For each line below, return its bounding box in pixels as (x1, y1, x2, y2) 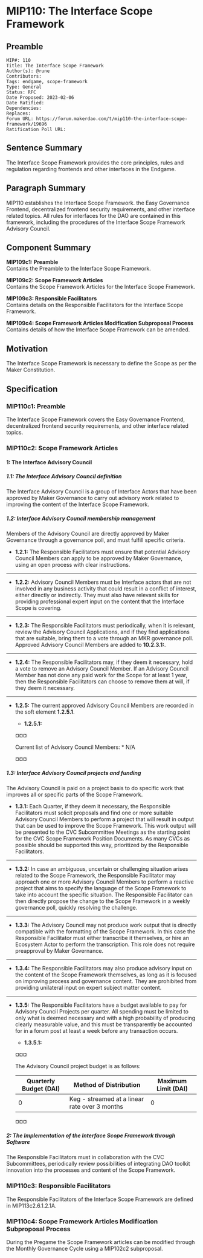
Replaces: (6, 110, 31, 117)
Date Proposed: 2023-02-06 (6, 95, 74, 101)
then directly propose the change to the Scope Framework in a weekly (14, 898, 190, 905)
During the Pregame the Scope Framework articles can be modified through (6, 1238, 195, 1245)
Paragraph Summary (6, 183, 86, 194)
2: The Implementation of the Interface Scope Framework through (6, 1132, 176, 1139)
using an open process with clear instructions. (14, 561, 130, 569)
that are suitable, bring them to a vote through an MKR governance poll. (14, 635, 193, 642)
